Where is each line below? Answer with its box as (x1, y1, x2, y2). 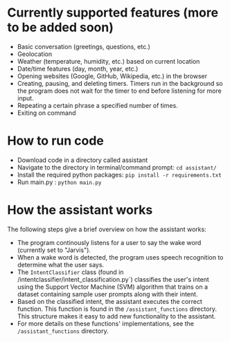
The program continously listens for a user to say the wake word (17, 238, 202, 246)
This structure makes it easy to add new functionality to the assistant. (17, 312, 216, 320)
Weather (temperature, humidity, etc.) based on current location (17, 57, 200, 65)
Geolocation (17, 50, 53, 58)
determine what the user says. (17, 260, 105, 269)
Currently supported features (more (7, 5, 219, 21)
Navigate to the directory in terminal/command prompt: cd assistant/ (17, 163, 217, 171)
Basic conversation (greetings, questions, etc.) (17, 42, 151, 51)
